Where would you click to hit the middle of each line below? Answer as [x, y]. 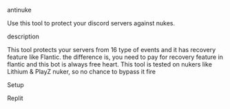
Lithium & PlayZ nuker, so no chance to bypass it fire [82, 72]
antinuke [20, 10]
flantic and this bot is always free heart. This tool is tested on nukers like [109, 64]
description [23, 36]
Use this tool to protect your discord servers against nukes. [91, 23]
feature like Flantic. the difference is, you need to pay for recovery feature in [115, 57]
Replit [15, 98]
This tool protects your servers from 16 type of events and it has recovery [112, 50]
